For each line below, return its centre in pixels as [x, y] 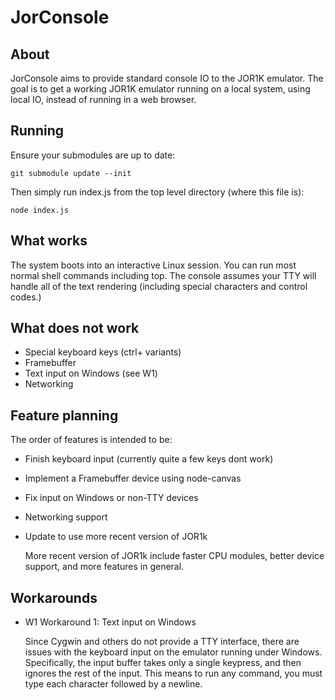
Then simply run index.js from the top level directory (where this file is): [157, 192]
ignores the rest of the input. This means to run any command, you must [173, 673]
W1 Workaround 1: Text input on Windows [110, 622]
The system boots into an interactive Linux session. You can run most [153, 265]
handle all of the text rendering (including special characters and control [159, 286]
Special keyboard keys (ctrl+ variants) [103, 352]
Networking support [66, 517]
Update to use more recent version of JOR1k [116, 537]
